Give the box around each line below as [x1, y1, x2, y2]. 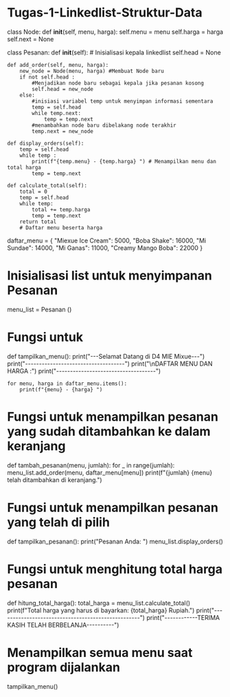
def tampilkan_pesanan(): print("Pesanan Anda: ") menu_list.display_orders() [7, 537, 223, 545]
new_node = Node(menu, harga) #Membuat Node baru [19, 67, 165, 74]
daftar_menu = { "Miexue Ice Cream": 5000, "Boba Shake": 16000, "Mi [7, 236, 207, 245]
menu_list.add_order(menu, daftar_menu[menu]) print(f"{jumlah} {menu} [7, 468, 213, 477]
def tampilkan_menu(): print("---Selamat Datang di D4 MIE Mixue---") [7, 352, 205, 360]
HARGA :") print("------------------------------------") [7, 366, 161, 375]
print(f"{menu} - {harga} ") [19, 386, 103, 393]
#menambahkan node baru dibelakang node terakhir [32, 122, 176, 129]
